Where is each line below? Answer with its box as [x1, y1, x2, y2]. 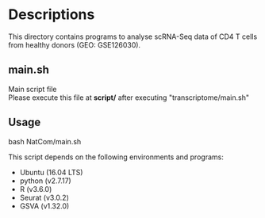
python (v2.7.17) [19, 176, 71, 185]
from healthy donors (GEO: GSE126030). [8, 40, 141, 49]
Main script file [8, 84, 57, 94]
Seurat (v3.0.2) [19, 193, 70, 202]
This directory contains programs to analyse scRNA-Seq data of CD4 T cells [8, 32, 258, 41]
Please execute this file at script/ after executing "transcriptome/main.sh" [8, 93, 250, 102]
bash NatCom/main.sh [8, 136, 82, 146]
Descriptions [8, 6, 95, 24]
